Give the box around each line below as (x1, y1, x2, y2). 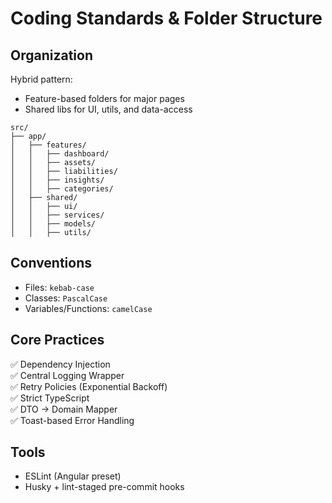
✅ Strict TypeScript (10, 392, 90, 404)
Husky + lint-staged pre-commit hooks (24, 481, 185, 493)
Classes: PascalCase (24, 292, 108, 304)
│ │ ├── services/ (10, 210, 105, 220)
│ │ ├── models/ (10, 219, 97, 229)
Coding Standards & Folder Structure (10, 7, 323, 30)
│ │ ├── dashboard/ (10, 149, 110, 159)
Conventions (10, 255, 93, 272)
